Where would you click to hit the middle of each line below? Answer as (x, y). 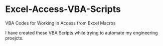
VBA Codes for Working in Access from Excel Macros (60, 23)
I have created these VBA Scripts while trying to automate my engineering (81, 32)
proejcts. (14, 38)
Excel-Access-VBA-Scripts (63, 9)
